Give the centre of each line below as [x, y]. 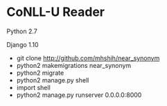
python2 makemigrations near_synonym [74, 65]
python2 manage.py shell [53, 80]
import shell [34, 87]
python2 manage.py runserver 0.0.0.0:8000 [79, 95]
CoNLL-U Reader [56, 12]
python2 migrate [40, 73]
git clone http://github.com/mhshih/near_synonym [88, 58]
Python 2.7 [22, 31]
